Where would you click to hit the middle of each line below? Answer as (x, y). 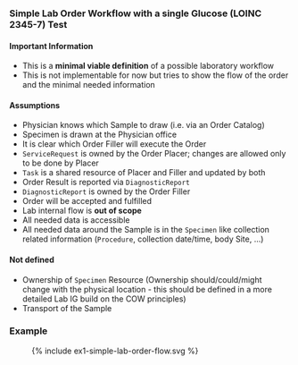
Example (29, 331)
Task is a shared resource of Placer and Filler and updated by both (144, 173)
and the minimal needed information (89, 85)
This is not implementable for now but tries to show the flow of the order (155, 75)
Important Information (51, 46)
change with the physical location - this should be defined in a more (147, 289)
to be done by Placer (61, 163)
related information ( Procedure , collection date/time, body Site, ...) (143, 239)
